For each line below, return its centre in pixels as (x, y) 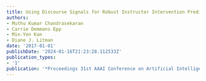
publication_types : (31, 57)
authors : (17, 18)
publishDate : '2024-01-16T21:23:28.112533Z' (64, 52)
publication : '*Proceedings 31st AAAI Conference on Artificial (90, 69)
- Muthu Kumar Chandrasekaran (45, 23)
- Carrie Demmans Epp (34, 29)
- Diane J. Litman (30, 40)
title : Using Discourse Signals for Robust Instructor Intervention (96, 12)
